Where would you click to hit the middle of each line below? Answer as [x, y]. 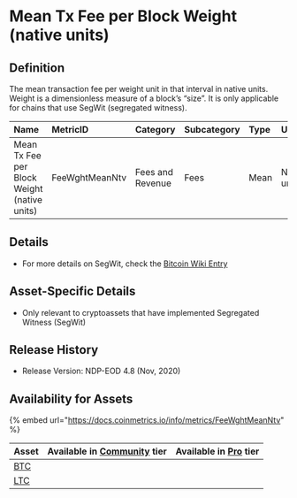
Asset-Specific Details [72, 291]
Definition [37, 68]
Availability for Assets [71, 398]
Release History [54, 350]
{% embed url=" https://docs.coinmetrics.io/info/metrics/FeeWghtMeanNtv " [147, 420]
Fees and [154, 172]
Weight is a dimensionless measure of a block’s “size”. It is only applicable [144, 98]
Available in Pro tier [217, 451]
